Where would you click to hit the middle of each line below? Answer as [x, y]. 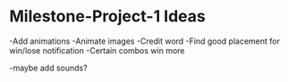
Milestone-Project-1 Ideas [107, 16]
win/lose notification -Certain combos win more [97, 50]
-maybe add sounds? [48, 68]
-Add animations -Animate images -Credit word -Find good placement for [144, 41]
